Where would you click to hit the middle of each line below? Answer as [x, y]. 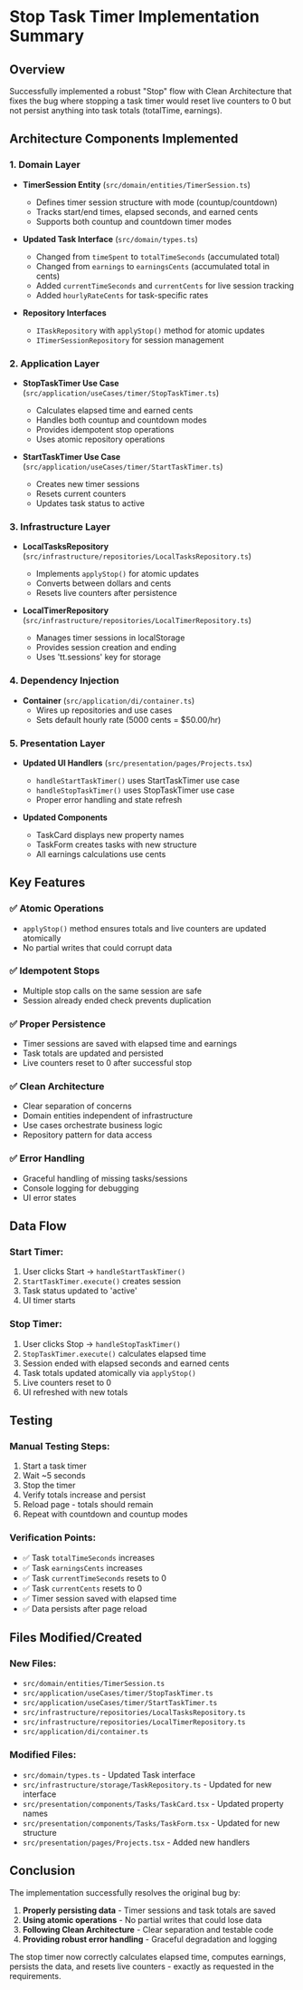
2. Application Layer [55, 363]
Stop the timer [49, 1486]
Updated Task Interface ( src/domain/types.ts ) [110, 239]
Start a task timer [55, 1466]
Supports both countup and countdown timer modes [134, 221]
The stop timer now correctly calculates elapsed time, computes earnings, [148, 1956]
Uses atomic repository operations [100, 439]
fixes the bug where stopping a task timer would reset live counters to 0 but [150, 101]
